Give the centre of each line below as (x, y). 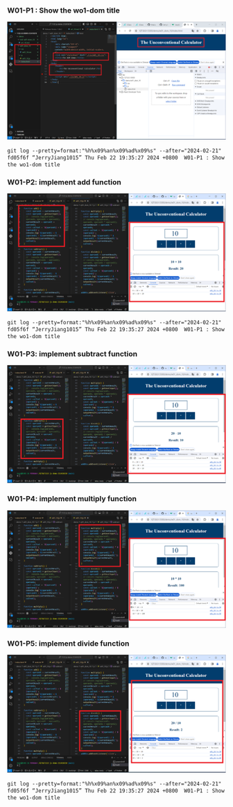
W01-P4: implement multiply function (72, 499)
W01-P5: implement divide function (68, 644)
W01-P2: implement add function (64, 182)
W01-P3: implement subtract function (72, 353)
